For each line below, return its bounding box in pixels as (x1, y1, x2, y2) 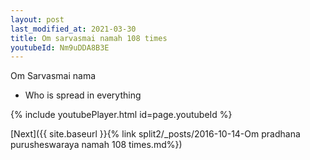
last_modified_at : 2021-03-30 (10, 24, 137, 34)
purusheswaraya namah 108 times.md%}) (10, 139, 183, 151)
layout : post (10, 14, 65, 25)
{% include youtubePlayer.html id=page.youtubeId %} (10, 109, 233, 121)
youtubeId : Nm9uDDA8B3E (10, 42, 110, 53)
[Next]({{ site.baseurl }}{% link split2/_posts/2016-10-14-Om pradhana (10, 128, 301, 140)
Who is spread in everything (24, 89, 142, 101)
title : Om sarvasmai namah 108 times (10, 33, 168, 43)
